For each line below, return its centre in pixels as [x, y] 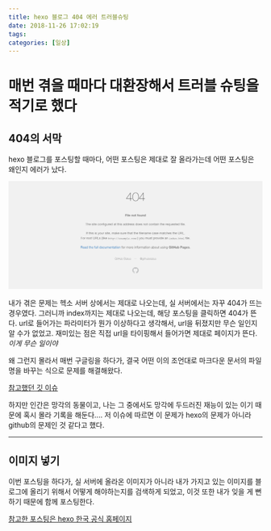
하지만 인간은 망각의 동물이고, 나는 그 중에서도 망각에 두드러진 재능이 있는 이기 [131, 405]
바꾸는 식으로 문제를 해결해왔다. [73, 370]
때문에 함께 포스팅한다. [59, 502]
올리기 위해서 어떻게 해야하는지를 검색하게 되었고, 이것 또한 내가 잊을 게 [142, 491]
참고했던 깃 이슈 [33, 388]
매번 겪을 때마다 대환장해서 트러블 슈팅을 [134, 86]
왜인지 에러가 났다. [38, 169]
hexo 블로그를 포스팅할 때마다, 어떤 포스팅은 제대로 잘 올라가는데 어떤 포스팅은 [131, 159]
